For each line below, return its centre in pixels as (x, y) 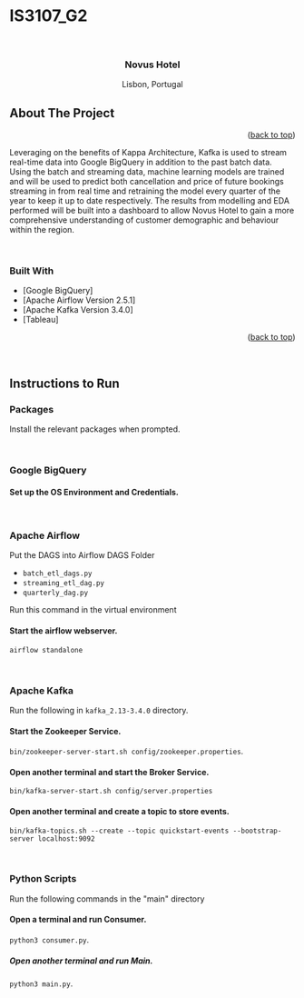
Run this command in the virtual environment (93, 610)
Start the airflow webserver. (64, 631)
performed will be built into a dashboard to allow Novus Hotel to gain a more (152, 211)
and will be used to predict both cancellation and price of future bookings (147, 182)
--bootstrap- (257, 831)
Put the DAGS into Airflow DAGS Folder (82, 555)
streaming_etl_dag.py (63, 584)
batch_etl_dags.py (57, 574)
